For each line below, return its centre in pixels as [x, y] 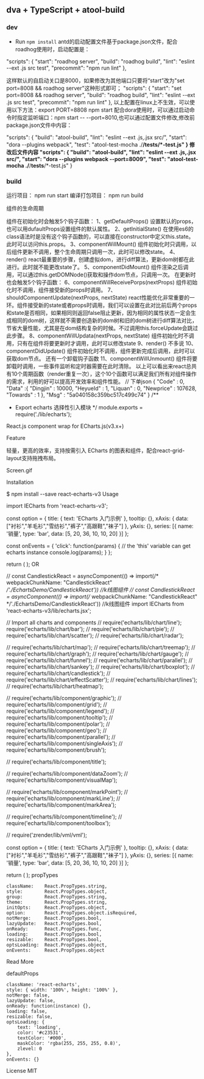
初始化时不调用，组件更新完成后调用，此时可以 [136, 351]
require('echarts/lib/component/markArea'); [62, 804]
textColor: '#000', [42, 1038]
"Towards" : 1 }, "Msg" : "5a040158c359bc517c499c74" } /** [83, 395]
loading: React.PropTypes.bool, [54, 934]
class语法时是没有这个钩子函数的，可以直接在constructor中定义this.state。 [100, 236]
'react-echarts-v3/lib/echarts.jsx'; [49, 610]
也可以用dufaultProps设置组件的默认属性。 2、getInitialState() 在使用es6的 [100, 229]
